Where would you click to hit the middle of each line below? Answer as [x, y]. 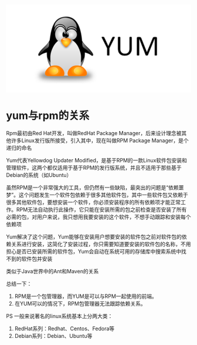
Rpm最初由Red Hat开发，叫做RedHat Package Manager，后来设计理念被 [94, 133]
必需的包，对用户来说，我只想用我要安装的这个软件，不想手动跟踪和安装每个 [98, 217]
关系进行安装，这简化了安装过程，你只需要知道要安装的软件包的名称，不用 [101, 244]
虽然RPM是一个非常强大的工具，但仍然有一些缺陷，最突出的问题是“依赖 [92, 187]
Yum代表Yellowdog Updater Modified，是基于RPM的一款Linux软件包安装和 [97, 160]
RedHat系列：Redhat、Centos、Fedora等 [64, 329]
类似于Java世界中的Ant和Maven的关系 [52, 272]
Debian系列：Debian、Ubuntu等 [53, 336]
